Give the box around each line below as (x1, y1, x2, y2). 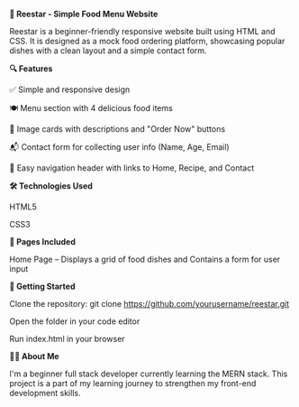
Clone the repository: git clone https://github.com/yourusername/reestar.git (9, 299, 290, 309)
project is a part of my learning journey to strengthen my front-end (9, 378, 257, 388)
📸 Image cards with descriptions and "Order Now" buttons (9, 124, 226, 134)
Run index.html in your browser (9, 334, 125, 344)
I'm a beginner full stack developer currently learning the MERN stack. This (9, 368, 288, 379)
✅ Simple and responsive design (9, 84, 131, 95)
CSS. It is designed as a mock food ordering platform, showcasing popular (9, 36, 285, 46)
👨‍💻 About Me (9, 351, 60, 361)
